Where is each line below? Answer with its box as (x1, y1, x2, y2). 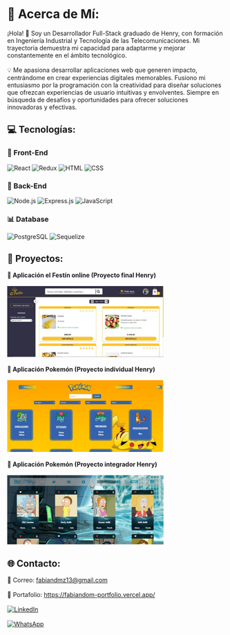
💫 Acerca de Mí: (7, 6, 99, 22)
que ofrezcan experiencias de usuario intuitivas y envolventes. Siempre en (7, 88, 220, 96)
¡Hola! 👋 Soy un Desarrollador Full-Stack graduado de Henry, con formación (7, 29, 223, 37)
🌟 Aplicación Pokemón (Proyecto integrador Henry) (7, 459, 157, 468)
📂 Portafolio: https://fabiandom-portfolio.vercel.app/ (7, 591, 155, 599)
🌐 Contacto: (7, 558, 61, 569)
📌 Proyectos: (7, 252, 64, 265)
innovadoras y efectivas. (7, 103, 77, 111)
